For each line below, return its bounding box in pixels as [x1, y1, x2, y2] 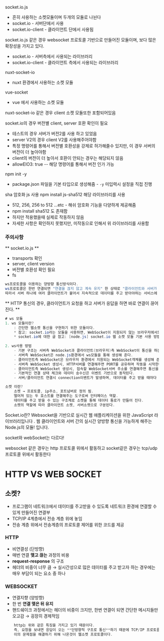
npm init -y [5, 171, 27, 177]
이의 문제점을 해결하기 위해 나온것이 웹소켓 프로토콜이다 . [14, 632, 113, 637]
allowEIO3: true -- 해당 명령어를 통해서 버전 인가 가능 [12, 161, 115, 167]
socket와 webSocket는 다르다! [5, 435, 64, 441]
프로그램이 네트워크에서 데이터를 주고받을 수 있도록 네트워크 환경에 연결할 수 [12, 503, 157, 509]
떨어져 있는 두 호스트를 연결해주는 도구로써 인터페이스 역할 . [14, 393, 119, 398]
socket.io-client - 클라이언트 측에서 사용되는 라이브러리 [12, 60, 119, 65]
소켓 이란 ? [5, 384, 23, 389]
